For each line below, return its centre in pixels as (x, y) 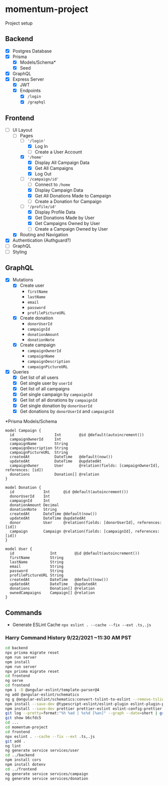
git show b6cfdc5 (23, 718)
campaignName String (39, 444)
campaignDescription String (39, 448)
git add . (15, 741)
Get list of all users (39, 377)
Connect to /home (52, 184)
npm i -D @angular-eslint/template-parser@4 (52, 690)
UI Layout (22, 130)
